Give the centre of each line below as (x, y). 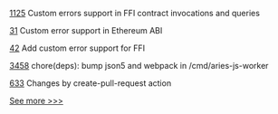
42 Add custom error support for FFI (77, 48)
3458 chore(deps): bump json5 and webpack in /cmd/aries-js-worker (139, 66)
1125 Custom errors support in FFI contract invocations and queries (135, 13)
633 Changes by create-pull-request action (91, 83)
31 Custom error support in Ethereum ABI (86, 30)
